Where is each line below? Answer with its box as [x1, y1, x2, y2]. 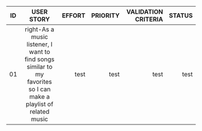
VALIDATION [126, 8, 164, 16]
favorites [26, 78, 52, 86]
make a [29, 93, 50, 100]
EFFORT [62, 11, 86, 20]
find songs [24, 55, 55, 63]
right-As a [25, 25, 55, 33]
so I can [28, 85, 51, 93]
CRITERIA [135, 15, 164, 23]
